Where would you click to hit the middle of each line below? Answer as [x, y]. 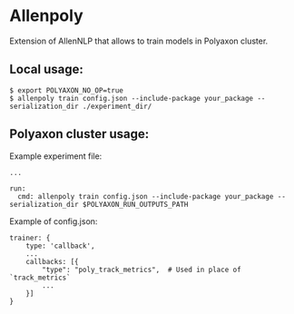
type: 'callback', [60, 246]
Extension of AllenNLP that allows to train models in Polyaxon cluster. [139, 41]
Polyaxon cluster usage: [79, 134]
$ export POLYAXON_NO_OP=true [67, 90]
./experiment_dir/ [117, 106]
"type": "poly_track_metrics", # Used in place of [142, 270]
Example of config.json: [54, 221]
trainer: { [30, 238]
